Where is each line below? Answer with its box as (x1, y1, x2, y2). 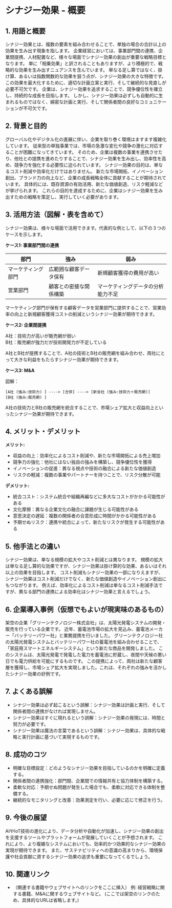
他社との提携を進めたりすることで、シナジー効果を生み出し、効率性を (14, 155, 162, 161)
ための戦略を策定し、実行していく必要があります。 (14, 194, 122, 200)
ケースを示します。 (5, 231, 45, 237)
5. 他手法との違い (5, 542, 60, 551)
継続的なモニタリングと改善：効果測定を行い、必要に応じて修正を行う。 (12, 797, 165, 803)
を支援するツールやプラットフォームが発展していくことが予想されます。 (5, 834, 157, 840)
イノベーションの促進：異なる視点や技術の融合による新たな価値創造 (12, 466, 157, 472)
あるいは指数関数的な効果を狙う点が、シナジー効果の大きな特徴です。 (18, 73, 166, 79)
